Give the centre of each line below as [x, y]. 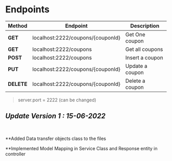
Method [18, 26]
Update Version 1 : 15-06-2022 [56, 116]
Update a [136, 66]
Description [145, 26]
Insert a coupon [144, 58]
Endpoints [27, 10]
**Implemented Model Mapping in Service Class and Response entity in [81, 148]
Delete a [135, 81]
